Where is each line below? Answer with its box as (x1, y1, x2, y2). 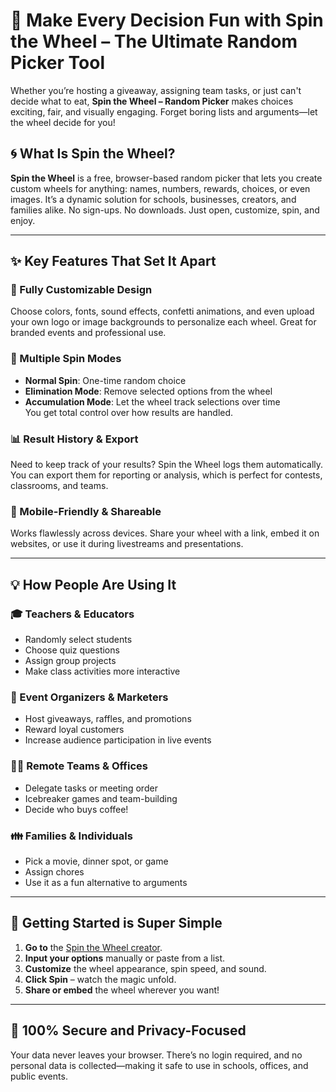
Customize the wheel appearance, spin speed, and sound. (24, 962, 267, 974)
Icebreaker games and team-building (24, 792, 178, 804)
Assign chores (24, 865, 85, 878)
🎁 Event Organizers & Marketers (10, 690, 169, 704)
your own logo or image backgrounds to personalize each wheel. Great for (10, 316, 317, 328)
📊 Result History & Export (10, 432, 139, 446)
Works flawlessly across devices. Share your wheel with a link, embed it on (10, 527, 320, 539)
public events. (10, 1070, 68, 1082)
